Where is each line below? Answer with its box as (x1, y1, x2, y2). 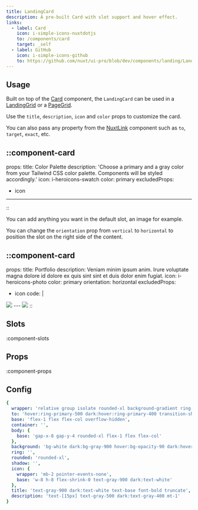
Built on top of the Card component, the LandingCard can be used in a (6, 95, 175, 102)
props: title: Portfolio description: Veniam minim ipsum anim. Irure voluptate (6, 266, 189, 273)
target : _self (16, 42, 51, 48)
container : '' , (11, 422, 49, 428)
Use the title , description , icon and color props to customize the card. (6, 113, 181, 120)
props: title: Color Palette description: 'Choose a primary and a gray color (6, 163, 184, 171)
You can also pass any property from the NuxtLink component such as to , (6, 124, 186, 131)
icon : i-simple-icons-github (16, 52, 88, 58)
